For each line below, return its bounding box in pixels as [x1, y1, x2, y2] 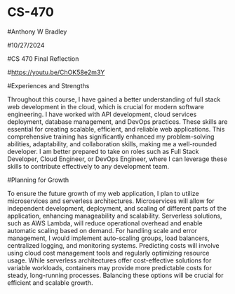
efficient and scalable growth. [7, 278, 93, 287]
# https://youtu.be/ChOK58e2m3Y [7, 68, 105, 76]
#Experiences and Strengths [7, 81, 90, 90]
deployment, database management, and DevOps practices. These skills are [7, 117, 228, 126]
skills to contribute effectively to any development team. [7, 162, 170, 170]
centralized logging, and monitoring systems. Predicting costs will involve [7, 241, 220, 249]
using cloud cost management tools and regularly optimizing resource [7, 248, 210, 257]
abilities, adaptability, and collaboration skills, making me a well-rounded [7, 139, 217, 148]
